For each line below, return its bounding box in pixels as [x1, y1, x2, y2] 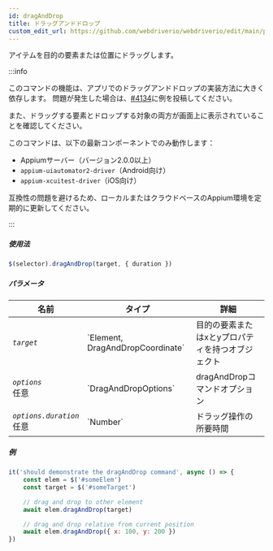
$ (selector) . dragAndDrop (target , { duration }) [8, 260, 173, 268]
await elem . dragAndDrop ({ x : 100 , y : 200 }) [23, 527, 176, 536]
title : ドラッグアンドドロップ [8, 20, 101, 28]
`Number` [86, 416, 123, 427]
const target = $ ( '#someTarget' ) [23, 483, 136, 492]
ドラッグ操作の [196, 411, 253, 423]
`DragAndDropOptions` [86, 383, 175, 394]
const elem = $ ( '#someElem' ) [23, 476, 122, 484]
